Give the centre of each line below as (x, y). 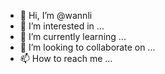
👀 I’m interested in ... (62, 26)
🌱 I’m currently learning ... (73, 36)
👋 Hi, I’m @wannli (56, 15)
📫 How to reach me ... (66, 58)
